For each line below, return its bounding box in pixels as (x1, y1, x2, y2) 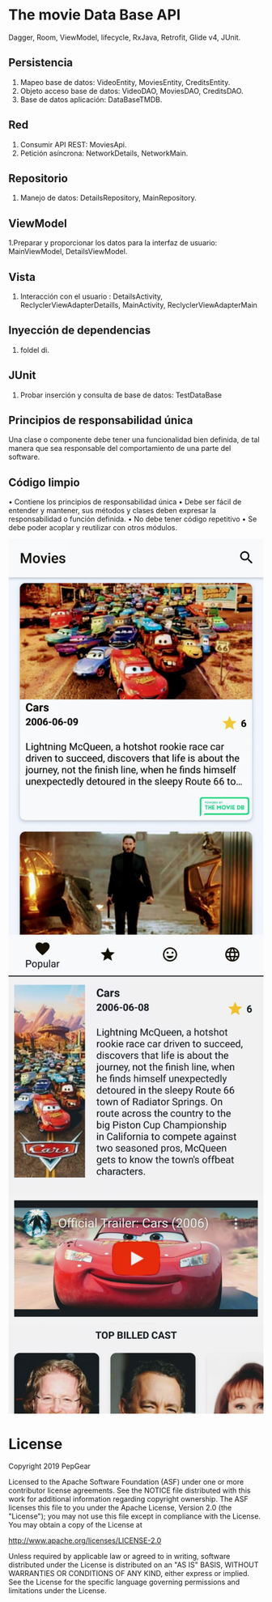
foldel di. (19, 345, 50, 355)
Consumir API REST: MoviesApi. (19, 139, 127, 149)
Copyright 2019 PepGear (8, 1461, 91, 1471)
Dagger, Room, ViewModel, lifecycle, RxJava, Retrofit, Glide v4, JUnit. (8, 32, 241, 42)
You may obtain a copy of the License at (8, 1520, 143, 1530)
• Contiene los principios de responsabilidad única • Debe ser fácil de (8, 497, 242, 507)
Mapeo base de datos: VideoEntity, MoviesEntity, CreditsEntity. (19, 77, 231, 87)
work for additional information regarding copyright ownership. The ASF (8, 1494, 249, 1504)
